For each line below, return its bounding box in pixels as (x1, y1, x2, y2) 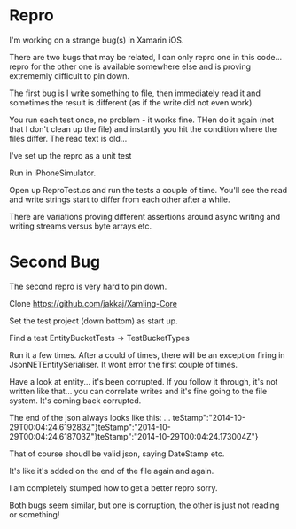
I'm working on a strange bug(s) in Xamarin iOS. (9, 35, 184, 45)
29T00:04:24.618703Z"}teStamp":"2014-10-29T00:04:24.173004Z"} (9, 431, 259, 441)
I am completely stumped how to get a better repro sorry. (9, 482, 219, 493)
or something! (9, 509, 60, 519)
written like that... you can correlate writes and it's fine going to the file (9, 385, 268, 396)
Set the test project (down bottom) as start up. (9, 315, 179, 326)
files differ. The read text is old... (9, 133, 128, 144)
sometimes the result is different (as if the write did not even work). (9, 97, 255, 107)
